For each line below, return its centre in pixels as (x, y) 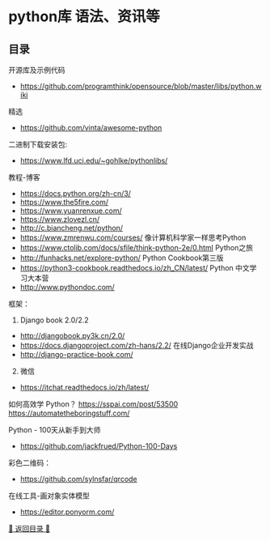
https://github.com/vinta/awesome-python (91, 128)
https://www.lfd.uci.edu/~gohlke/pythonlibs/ (94, 160)
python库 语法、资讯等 (84, 17)
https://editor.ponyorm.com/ (67, 512)
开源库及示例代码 (37, 70)
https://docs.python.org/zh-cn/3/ (76, 194)
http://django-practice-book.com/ (76, 354)
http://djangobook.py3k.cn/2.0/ (72, 336)
